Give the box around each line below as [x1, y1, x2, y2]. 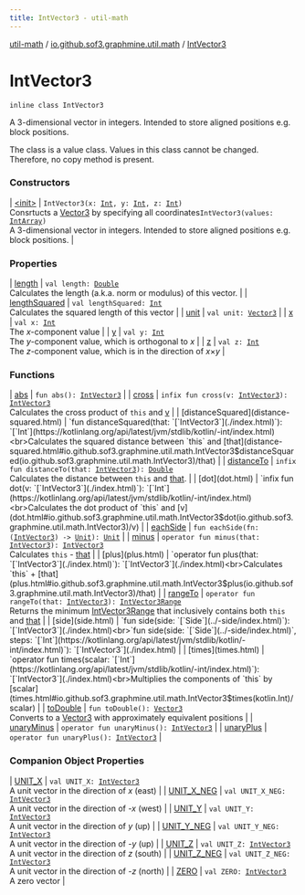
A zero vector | [9, 875, 66, 886]
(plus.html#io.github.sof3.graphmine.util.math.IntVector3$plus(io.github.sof [9, 578, 294, 589]
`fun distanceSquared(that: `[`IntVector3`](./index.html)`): [68, 416, 283, 427]
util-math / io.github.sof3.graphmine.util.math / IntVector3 [9, 38, 226, 49]
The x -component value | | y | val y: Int [9, 326, 164, 338]
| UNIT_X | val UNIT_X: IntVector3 [9, 775, 140, 786]
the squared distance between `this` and [69, 436, 222, 447]
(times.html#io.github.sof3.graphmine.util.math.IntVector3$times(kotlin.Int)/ [9, 693, 294, 704]
